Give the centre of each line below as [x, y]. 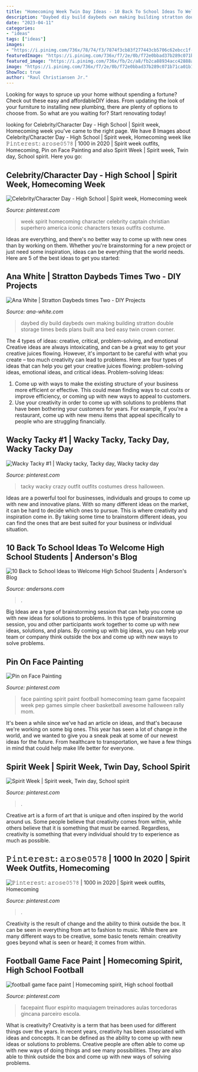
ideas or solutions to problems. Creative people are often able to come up [95, 1044]
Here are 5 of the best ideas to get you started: [63, 258]
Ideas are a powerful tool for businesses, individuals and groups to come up [98, 498]
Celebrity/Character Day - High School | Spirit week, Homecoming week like [99, 137]
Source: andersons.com [35, 589]
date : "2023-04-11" [30, 22]
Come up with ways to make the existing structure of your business [96, 383]
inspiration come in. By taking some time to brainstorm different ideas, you [97, 516]
